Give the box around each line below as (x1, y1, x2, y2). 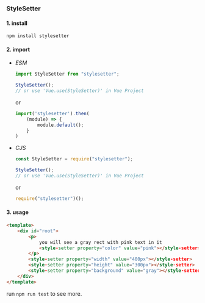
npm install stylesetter (6, 33, 70, 39)
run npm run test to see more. (6, 290, 82, 297)
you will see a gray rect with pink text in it (38, 239, 163, 245)
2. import (6, 46, 31, 53)
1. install (6, 20, 27, 27)
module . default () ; (37, 122, 84, 128)
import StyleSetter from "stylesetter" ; (15, 71, 120, 77)
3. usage (6, 209, 29, 216)
